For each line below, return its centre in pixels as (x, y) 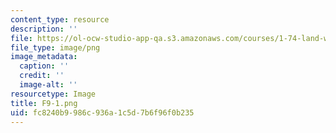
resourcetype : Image (53, 94)
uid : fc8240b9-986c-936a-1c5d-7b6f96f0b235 (102, 112)
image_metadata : (44, 57)
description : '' (44, 29)
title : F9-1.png (44, 103)
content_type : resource (60, 19)
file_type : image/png (55, 47)
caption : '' (44, 66)
